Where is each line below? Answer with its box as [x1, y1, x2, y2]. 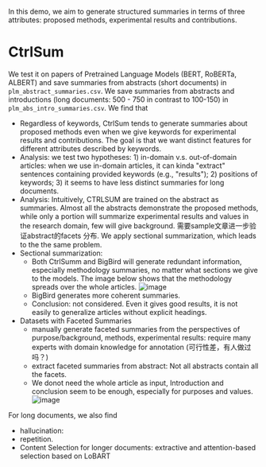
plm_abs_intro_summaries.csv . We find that [8, 103, 148, 112]
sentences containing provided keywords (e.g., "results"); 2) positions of [19, 169, 258, 178]
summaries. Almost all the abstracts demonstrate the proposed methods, [19, 203, 259, 212]
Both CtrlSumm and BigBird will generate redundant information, [31, 256, 242, 266]
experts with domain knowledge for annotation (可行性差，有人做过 [31, 342, 252, 352]
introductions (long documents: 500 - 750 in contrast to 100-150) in [8, 95, 229, 104]
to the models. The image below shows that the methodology [31, 274, 233, 283]
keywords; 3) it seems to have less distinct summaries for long [19, 177, 225, 187]
